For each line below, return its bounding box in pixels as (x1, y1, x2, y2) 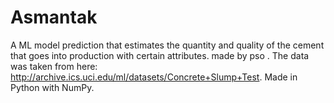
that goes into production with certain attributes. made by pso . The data (10, 49, 310, 61)
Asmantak (10, 6, 98, 29)
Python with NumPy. (10, 81, 95, 93)
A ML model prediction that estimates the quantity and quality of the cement (10, 39, 325, 51)
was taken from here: (10, 60, 98, 72)
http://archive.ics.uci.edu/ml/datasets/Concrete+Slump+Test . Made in (10, 71, 298, 83)
